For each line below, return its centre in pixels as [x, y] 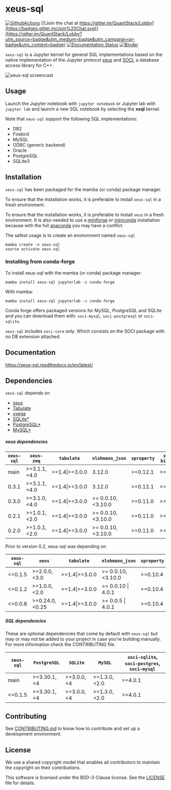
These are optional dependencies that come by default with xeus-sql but [81, 634]
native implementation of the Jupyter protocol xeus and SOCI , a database [82, 60]
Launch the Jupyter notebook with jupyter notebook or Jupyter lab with [80, 103]
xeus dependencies [26, 442]
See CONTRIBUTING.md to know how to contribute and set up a [73, 728]
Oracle [20, 150]
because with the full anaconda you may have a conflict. [64, 225]
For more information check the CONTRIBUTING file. [60, 644]
